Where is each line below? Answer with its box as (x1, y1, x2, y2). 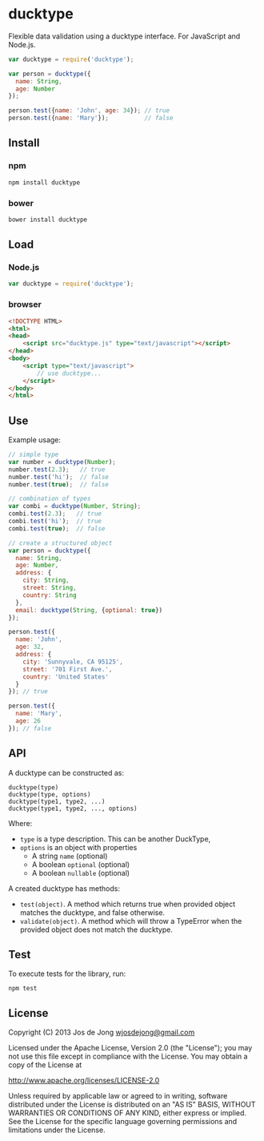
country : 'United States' (22, 672, 110, 681)
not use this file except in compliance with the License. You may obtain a (8, 1051, 248, 1062)
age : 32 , (15, 643, 45, 651)
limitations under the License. (8, 1125, 106, 1135)
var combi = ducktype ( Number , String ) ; (8, 502, 142, 510)
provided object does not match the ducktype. (19, 925, 174, 934)
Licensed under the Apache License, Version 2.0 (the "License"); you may (8, 1043, 253, 1053)
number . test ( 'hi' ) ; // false (8, 473, 110, 481)
